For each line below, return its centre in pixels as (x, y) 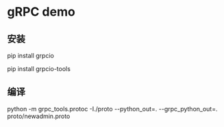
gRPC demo (41, 12)
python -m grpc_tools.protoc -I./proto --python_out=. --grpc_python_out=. (112, 109)
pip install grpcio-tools (39, 69)
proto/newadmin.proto (39, 116)
